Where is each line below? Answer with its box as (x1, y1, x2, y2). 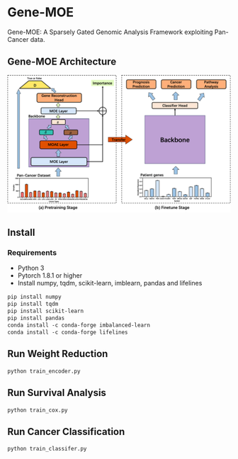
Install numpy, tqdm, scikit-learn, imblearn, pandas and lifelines (17, 279, 203, 287)
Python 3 (17, 263, 45, 272)
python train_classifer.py (7, 446, 87, 453)
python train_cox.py (7, 407, 69, 414)
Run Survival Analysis (7, 387, 106, 399)
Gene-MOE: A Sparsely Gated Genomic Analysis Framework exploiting (7, 28, 213, 36)
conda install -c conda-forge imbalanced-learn (7, 322, 151, 329)
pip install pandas (7, 314, 65, 322)
